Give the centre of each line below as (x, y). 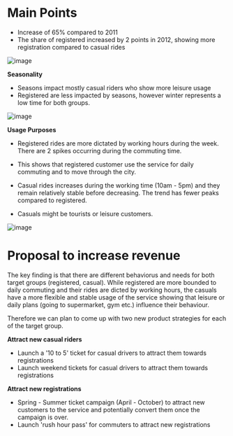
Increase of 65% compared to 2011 (68, 32)
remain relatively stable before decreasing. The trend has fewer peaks (118, 192)
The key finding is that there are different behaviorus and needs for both (111, 275)
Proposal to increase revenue (94, 256)
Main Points (42, 13)
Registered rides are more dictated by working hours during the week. (118, 143)
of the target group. (36, 325)
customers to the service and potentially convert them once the (108, 409)
